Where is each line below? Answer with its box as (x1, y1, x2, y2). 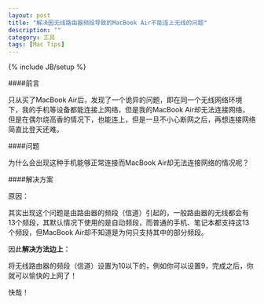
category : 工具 (8, 33, 56, 42)
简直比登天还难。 (8, 125, 64, 134)
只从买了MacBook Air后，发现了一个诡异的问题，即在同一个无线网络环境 (8, 95, 243, 104)
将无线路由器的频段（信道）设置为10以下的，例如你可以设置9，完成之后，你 (8, 261, 254, 271)
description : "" (8, 26, 61, 34)
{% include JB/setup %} (8, 62, 86, 71)
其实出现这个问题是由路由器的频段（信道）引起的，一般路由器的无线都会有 (8, 208, 249, 218)
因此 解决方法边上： (8, 244, 71, 254)
